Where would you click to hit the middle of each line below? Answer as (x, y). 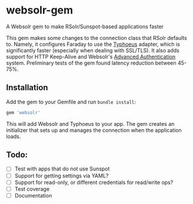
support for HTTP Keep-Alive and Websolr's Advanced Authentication (91, 56)
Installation (27, 88)
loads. (14, 136)
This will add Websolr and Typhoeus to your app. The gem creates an (90, 123)
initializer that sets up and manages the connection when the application (94, 130)
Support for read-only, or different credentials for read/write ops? (94, 182)
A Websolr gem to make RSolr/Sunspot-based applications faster (85, 26)
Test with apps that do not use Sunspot (62, 169)
